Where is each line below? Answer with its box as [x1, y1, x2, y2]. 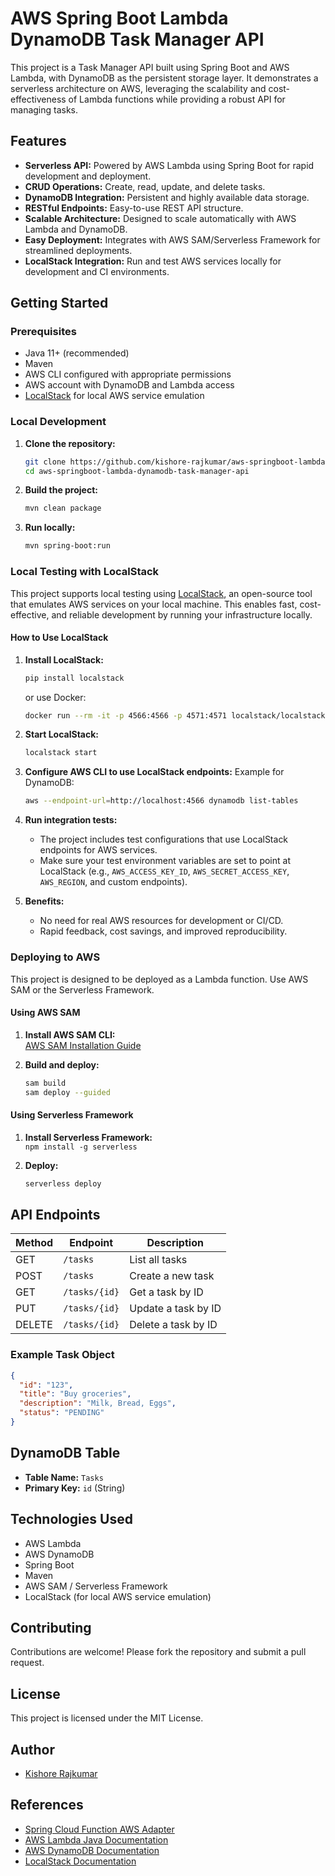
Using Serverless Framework [10, 1109, 134, 1121]
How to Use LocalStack [10, 632, 109, 644]
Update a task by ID [129, 1302, 222, 1316]
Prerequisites [10, 325, 77, 339]
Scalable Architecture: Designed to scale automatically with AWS [24, 212, 297, 224]
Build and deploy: [24, 1058, 100, 1071]
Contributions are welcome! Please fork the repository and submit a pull [10, 1646, 307, 1658]
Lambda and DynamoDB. [24, 223, 128, 235]
